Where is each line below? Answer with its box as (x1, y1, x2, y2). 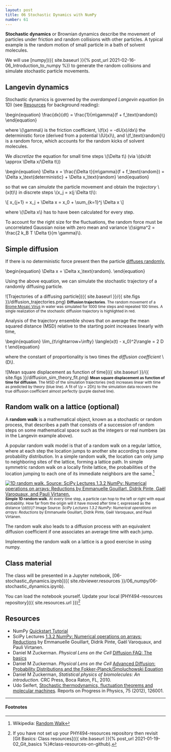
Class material (5, 559, 52, 568)
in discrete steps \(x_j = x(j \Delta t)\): (18, 190, 97, 196)
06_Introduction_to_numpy (5, 62, 61, 69)
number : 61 (5, 17, 28, 22)
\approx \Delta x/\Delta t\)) (5, 159, 61, 165)
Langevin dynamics (5, 83, 69, 91)
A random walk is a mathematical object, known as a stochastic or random (5, 416, 162, 422)
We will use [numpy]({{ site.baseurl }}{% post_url (5, 57, 108, 63)
